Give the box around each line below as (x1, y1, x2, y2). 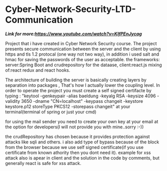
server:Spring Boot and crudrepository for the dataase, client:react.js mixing (5, 62, 162, 68)
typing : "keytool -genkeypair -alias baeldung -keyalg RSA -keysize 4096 (5, 93, 156, 99)
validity (5, 98, 20, 104)
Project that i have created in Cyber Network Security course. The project (5, 40, 157, 46)
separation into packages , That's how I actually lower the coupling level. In (5, 82, 160, 88)
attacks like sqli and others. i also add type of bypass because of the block (5, 139, 159, 145)
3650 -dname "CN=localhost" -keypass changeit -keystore (21, 98, 143, 104)
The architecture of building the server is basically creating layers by (5, 77, 146, 83)
